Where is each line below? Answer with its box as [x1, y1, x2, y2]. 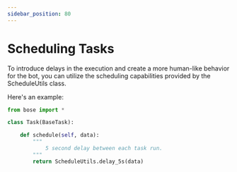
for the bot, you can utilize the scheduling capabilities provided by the [7, 71, 211, 80]
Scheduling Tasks [7, 40, 115, 56]
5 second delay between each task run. [45, 145, 163, 152]
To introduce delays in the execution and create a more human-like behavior [7, 64, 230, 73]
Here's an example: [7, 92, 64, 101]
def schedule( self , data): [20, 132, 100, 139]
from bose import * [7, 106, 65, 113]
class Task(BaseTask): [7, 119, 74, 126]
